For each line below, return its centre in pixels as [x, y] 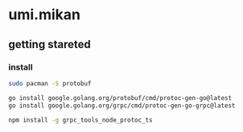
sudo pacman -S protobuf [50, 83]
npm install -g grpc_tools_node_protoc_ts [80, 120]
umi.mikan [44, 15]
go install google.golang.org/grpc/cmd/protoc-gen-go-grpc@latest [122, 106]
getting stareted [49, 44]
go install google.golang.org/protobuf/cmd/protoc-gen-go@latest [120, 98]
